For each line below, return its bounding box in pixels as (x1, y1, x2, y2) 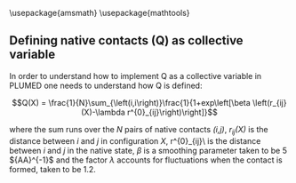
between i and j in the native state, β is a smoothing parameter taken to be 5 (9, 145, 287, 155)
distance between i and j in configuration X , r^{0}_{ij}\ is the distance (9, 135, 261, 146)
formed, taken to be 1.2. (9, 163, 96, 174)
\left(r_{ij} (252, 97, 287, 107)
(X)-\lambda (81, 107, 126, 117)
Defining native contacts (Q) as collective (9, 33, 244, 48)
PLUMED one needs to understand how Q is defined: (9, 80, 203, 91)
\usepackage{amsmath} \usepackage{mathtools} (9, 8, 190, 18)
